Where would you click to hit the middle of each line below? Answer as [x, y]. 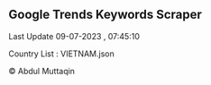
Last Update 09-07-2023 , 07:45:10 [74, 36]
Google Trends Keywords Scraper [105, 15]
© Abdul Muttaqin [42, 71]
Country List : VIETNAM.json [61, 54]
